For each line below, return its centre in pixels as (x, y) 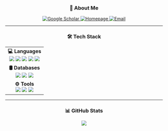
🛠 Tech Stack (84, 37)
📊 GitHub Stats (84, 111)
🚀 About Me (84, 8)
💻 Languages (24, 51)
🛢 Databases (24, 68)
